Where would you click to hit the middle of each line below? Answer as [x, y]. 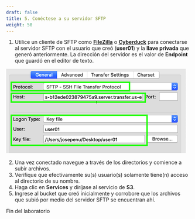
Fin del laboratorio [28, 211]
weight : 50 [19, 25]
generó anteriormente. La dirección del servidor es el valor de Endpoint [101, 54]
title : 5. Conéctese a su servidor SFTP [56, 18]
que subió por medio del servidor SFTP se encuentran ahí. [85, 200]
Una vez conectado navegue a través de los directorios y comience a [98, 162]
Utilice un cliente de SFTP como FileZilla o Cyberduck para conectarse [101, 42]
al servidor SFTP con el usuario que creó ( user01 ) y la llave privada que [102, 48]
